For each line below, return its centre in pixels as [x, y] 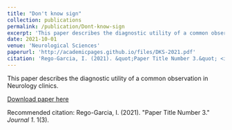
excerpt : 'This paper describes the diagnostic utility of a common [108, 33]
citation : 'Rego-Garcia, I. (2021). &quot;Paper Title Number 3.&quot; [112, 59]
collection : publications [44, 20]
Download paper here [38, 99]
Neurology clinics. [33, 85]
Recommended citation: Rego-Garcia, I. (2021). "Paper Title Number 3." [109, 112]
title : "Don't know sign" [44, 13]
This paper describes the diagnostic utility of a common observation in [108, 78]
